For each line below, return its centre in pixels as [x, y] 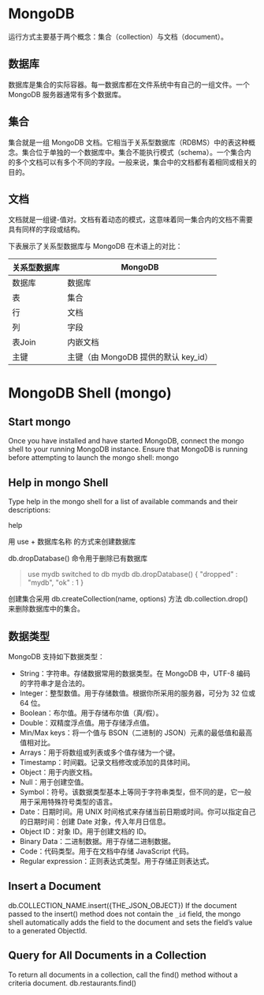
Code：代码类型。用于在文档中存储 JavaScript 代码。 [106, 851]
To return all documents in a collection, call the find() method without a [123, 974]
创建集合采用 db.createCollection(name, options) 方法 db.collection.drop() [128, 599]
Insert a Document [54, 886]
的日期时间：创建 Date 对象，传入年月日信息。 [95, 822]
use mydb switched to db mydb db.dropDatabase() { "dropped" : [132, 575]
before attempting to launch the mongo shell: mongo [93, 458]
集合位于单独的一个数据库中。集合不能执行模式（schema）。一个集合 [133, 152]
